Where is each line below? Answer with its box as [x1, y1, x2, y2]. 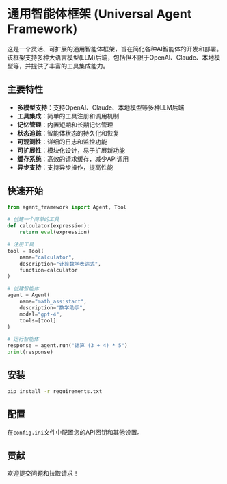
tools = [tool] [19, 317, 57, 324]
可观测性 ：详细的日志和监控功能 [16, 138, 107, 146]
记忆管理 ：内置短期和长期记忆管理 [16, 120, 113, 129]
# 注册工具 [7, 241, 34, 249]
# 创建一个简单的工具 [7, 216, 59, 223]
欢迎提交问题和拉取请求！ [7, 470, 79, 478]
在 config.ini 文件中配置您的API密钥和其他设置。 [7, 428, 144, 436]
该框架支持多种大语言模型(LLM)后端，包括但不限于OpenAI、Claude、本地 [7, 53, 215, 62]
